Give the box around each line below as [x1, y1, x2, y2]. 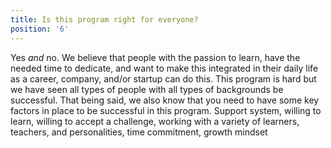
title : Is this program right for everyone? [10, 14, 199, 25]
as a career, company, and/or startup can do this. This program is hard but [10, 72, 317, 85]
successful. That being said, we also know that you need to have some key [10, 94, 320, 106]
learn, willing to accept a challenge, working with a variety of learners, [10, 115, 300, 127]
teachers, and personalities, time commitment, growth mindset [10, 126, 268, 138]
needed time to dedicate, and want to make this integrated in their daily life [10, 62, 319, 74]
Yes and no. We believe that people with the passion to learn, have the [10, 51, 301, 63]
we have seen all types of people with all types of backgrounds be [10, 83, 284, 95]
